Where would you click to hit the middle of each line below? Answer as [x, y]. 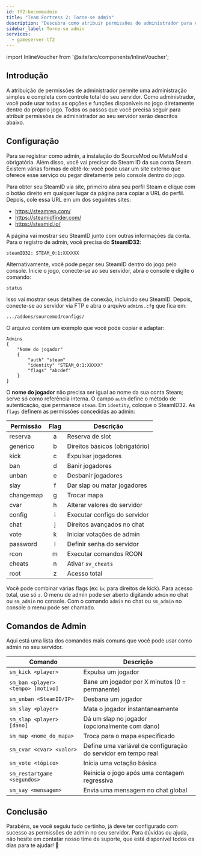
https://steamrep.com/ [43, 211]
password [23, 544]
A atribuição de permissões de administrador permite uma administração [97, 90]
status [14, 288]
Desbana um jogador [113, 699]
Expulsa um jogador [111, 672]
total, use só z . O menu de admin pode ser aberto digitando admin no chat [97, 594]
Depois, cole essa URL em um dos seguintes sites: [69, 199]
